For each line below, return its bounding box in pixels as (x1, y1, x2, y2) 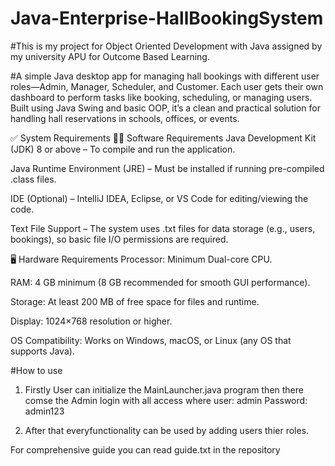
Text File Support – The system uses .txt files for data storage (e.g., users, (10, 222, 316, 234)
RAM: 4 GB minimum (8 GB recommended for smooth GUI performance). (10, 276, 311, 288)
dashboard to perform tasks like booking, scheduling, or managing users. (10, 91, 313, 103)
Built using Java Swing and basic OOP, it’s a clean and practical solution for (10, 102, 321, 114)
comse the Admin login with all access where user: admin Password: (24, 394, 308, 406)
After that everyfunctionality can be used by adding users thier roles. (24, 424, 310, 436)
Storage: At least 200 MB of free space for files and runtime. (10, 295, 260, 307)
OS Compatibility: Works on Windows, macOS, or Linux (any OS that (10, 334, 292, 346)
